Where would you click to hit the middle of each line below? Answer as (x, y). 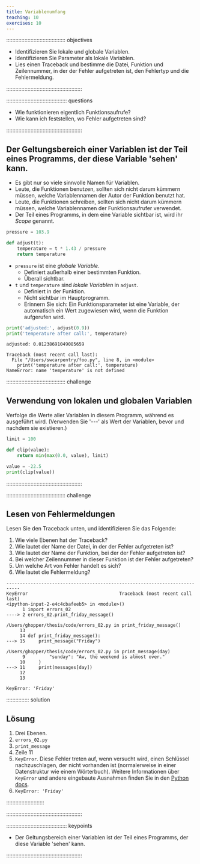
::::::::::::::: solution (28, 700)
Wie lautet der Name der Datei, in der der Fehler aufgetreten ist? (94, 547)
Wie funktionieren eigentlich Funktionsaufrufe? (73, 113)
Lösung (20, 719)
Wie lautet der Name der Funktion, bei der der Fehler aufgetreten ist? (100, 553)
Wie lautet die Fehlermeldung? (53, 572)
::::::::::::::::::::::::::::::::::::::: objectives (49, 40)
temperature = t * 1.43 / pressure (62, 248)
